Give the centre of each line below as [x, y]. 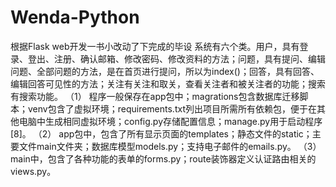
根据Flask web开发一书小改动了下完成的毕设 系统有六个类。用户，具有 [155, 46]
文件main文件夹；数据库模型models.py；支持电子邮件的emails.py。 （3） [170, 146]
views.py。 [33, 171]
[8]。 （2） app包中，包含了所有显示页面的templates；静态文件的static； [161, 133]
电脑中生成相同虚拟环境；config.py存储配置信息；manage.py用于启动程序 [170, 121]
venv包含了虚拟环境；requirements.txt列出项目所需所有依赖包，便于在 [172, 108]
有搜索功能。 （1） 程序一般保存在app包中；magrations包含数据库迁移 [155, 96]
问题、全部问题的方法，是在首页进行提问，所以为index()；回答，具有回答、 [165, 71]
